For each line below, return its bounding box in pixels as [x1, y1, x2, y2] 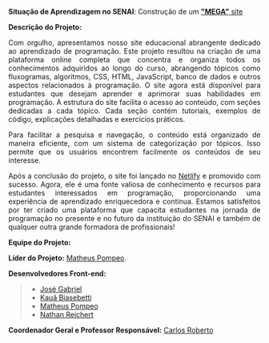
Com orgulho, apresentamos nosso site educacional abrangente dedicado [8, 38, 261, 47]
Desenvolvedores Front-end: [8, 268, 106, 278]
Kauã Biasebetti [39, 293, 92, 302]
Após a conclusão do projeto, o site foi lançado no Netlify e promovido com [8, 171, 261, 180]
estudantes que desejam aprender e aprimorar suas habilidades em [8, 89, 261, 99]
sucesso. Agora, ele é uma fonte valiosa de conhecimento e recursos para [8, 180, 261, 189]
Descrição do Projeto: [8, 22, 82, 31]
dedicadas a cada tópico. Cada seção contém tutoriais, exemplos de [8, 106, 261, 115]
